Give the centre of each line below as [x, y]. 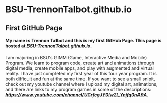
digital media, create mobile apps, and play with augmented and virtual [79, 68]
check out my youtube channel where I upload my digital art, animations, [81, 84]
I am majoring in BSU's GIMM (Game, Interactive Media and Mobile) [76, 57]
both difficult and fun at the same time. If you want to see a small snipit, [80, 79]
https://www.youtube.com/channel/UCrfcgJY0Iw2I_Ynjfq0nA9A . [77, 95]
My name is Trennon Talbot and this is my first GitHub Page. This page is [83, 41]
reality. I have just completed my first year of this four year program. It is [81, 73]
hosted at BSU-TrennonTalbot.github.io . [49, 46]
